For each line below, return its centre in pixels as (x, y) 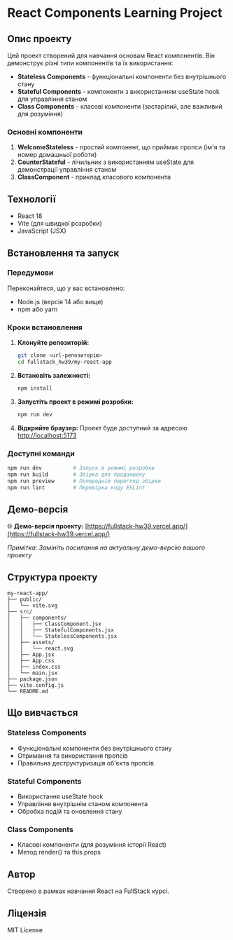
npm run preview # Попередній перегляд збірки (84, 481)
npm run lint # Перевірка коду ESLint (76, 488)
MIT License (25, 929)
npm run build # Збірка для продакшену (76, 475)
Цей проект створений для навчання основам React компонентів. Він (111, 55)
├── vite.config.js (36, 686)
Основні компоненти (45, 132)
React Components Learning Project (115, 13)
